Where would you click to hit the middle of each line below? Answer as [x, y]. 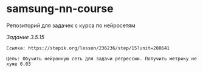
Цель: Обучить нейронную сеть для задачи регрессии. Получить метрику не [102, 59]
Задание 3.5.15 [25, 37]
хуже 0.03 [19, 64]
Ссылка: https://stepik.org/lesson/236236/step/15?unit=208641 [88, 48]
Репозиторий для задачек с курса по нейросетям [71, 25]
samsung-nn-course [60, 9]
